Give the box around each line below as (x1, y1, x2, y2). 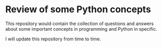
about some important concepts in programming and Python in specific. (5, 26, 157, 32)
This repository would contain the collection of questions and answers (5, 20, 154, 27)
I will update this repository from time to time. (5, 36, 102, 42)
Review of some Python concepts (5, 4, 151, 15)
